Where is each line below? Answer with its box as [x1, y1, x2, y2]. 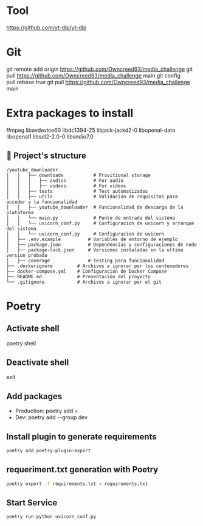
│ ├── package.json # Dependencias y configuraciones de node [6, 242, 198, 248]
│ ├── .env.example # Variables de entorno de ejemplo [6, 236, 178, 242]
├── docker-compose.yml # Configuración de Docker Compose [6, 268, 167, 275]
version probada [6, 252, 47, 258]
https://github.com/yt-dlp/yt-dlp [6, 24, 87, 31]
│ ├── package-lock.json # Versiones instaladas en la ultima [6, 247, 184, 253]
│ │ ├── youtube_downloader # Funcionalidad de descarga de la [6, 204, 184, 211]
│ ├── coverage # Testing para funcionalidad [6, 258, 165, 264]
